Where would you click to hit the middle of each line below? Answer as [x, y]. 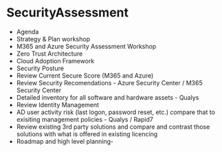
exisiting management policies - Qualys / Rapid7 [85, 119]
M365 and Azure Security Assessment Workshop [86, 46]
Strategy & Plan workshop [53, 39]
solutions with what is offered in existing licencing [87, 134]
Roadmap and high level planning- [65, 141]
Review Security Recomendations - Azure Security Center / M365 [110, 83]
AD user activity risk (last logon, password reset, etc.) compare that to [116, 112]
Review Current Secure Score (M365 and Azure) [85, 75]
